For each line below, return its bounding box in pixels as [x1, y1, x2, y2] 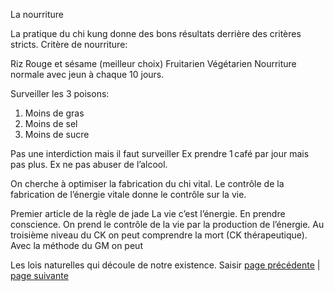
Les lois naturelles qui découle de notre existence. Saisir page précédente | [10, 259, 321, 271]
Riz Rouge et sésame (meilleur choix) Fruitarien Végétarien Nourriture [10, 58, 297, 69]
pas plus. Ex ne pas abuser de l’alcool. [10, 159, 168, 170]
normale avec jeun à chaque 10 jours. [10, 69, 165, 80]
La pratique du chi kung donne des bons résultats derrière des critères [10, 28, 302, 39]
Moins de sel [24, 118, 78, 129]
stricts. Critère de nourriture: [10, 39, 128, 50]
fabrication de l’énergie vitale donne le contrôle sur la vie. [10, 189, 247, 200]
